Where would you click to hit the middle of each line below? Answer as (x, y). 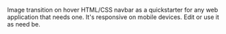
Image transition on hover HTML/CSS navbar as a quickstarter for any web (113, 10)
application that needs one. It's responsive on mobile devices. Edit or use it (113, 17)
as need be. (24, 24)
